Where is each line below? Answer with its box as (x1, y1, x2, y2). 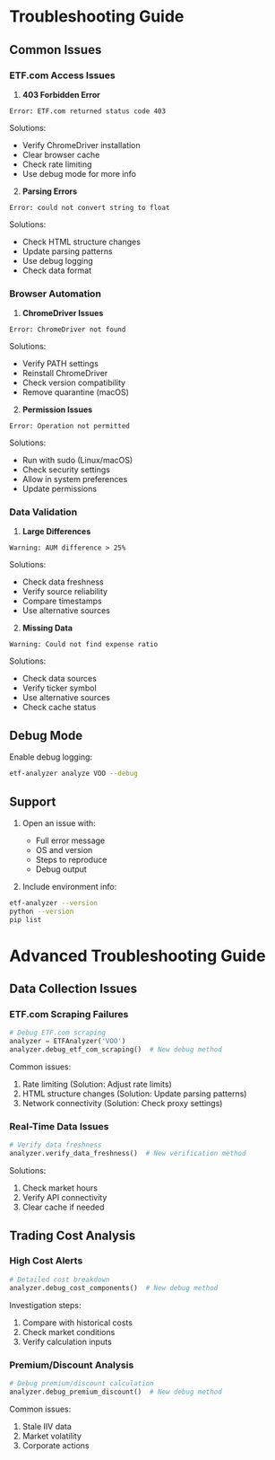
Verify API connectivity (21, 1192, 107, 1203)
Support (9, 794, 56, 809)
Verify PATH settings (21, 358, 99, 369)
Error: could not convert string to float (9, 203, 170, 212)
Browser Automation (9, 287, 101, 300)
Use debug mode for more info (21, 168, 137, 179)
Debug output (35, 864, 87, 875)
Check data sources (21, 673, 97, 684)
